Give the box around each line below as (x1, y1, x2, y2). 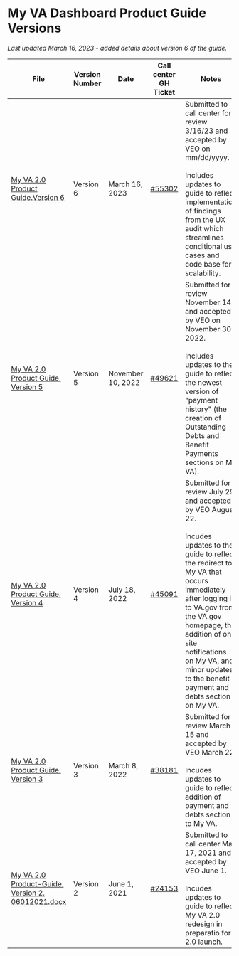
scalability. (184, 268, 221, 278)
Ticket (153, 87, 176, 97)
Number (73, 78, 102, 88)
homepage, (184, 620, 223, 630)
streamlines (184, 233, 224, 243)
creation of (184, 413, 222, 423)
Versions (7, 20, 62, 36)
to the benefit (184, 674, 230, 684)
